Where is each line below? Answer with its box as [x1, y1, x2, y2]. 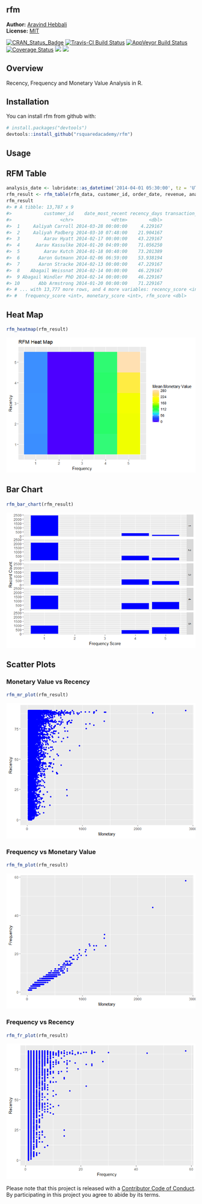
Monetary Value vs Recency [6, 677, 90, 686]
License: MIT [6, 27, 40, 34]
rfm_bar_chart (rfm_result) [6, 501, 74, 507]
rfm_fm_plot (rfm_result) [6, 862, 69, 868]
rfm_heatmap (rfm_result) [6, 326, 69, 332]
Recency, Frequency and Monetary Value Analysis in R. [6, 79, 143, 87]
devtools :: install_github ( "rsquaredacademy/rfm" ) [6, 132, 133, 138]
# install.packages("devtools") [6, 125, 87, 131]
